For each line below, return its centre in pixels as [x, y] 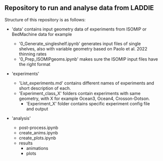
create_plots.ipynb [37, 138]
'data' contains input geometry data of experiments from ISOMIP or [79, 29]
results [26, 143]
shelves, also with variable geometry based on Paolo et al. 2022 [83, 48]
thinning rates [33, 54]
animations [37, 148]
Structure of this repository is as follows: [45, 19]
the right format [35, 64]
